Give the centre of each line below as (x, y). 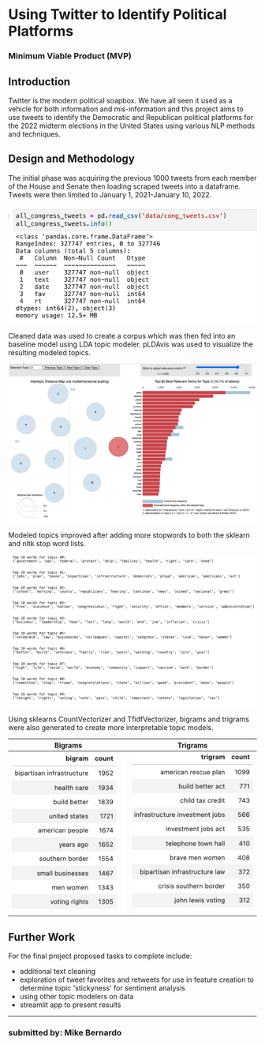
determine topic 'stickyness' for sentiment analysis (102, 987)
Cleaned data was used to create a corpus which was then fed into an (122, 336)
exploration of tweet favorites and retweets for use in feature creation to (137, 979)
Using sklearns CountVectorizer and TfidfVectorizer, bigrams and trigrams (129, 719)
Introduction (39, 82)
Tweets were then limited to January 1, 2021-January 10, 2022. (110, 194)
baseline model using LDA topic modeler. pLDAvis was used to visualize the (131, 344)
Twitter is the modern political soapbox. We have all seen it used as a (120, 100)
